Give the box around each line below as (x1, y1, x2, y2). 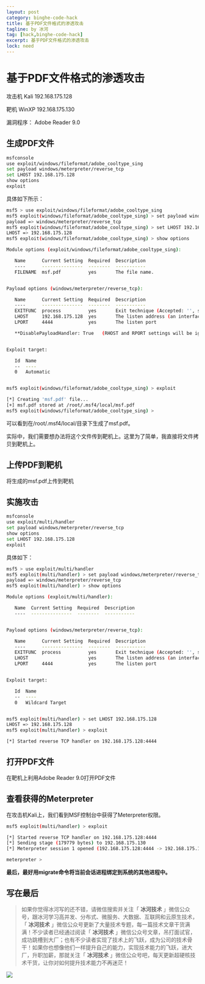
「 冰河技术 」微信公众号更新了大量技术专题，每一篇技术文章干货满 (21, 920, 190, 928)
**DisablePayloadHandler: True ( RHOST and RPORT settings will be (14, 330, 192, 336)
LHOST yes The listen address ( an (14, 655, 176, 661)
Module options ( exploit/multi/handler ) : (6, 594, 113, 600)
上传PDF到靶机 (6, 460, 63, 471)
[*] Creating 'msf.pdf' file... (6, 397, 88, 403)
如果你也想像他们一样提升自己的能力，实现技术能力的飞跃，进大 (32, 944, 193, 951)
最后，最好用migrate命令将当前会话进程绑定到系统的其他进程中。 (6, 868, 171, 876)
